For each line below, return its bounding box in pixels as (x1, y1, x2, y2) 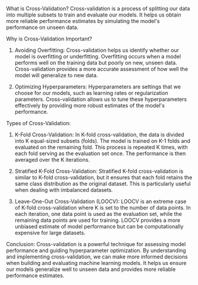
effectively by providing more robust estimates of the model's (14, 102, 165, 109)
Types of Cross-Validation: (6, 120, 71, 126)
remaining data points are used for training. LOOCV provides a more (14, 217, 181, 224)
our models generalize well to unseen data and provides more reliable (6, 266, 176, 273)
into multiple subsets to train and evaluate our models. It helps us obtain (6, 11, 181, 18)
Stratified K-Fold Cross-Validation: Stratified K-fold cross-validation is (14, 168, 184, 175)
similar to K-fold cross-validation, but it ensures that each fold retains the (14, 174, 193, 181)
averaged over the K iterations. (14, 156, 90, 163)
